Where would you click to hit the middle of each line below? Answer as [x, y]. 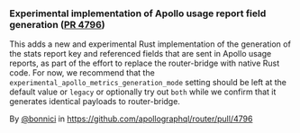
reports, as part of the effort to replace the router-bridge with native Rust [145, 63]
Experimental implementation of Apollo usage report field [138, 13]
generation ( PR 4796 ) [57, 24]
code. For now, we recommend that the [82, 73]
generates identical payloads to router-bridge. [95, 102]
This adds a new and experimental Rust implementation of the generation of [150, 44]
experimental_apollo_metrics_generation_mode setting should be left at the [148, 83]
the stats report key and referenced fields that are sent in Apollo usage [141, 54]
